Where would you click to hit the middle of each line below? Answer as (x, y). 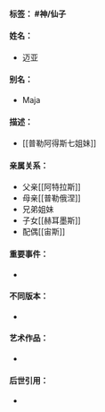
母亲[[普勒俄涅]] (52, 198)
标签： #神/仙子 (38, 13)
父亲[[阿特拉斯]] (52, 187)
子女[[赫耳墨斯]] (52, 220)
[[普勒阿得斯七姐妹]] (59, 143)
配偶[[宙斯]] (44, 232)
